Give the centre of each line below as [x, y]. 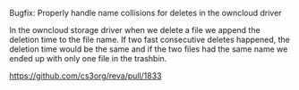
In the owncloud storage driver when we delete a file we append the [135, 30]
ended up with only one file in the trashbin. [88, 58]
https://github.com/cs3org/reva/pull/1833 [86, 76]
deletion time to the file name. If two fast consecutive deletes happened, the [150, 40]
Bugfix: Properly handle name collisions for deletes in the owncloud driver [145, 13]
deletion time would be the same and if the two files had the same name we [149, 49]
